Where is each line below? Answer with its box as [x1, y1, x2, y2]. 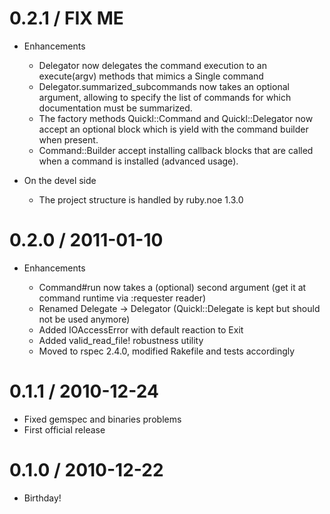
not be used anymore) [38, 313, 131, 325]
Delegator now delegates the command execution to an [38, 59, 267, 71]
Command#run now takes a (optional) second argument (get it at [38, 281, 307, 293]
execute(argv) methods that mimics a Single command [38, 70, 264, 82]
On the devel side [23, 174, 97, 186]
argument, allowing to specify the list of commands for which [38, 91, 292, 103]
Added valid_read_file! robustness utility [38, 334, 204, 346]
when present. [38, 133, 99, 146]
